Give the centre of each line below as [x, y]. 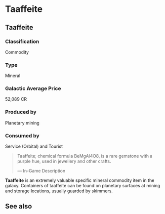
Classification [22, 42]
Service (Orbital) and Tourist [34, 146]
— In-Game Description [41, 171]
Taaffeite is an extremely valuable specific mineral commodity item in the [80, 180]
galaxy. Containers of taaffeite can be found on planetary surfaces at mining [83, 186]
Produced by [21, 112]
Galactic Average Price [33, 88]
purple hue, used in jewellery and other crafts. [64, 161]
